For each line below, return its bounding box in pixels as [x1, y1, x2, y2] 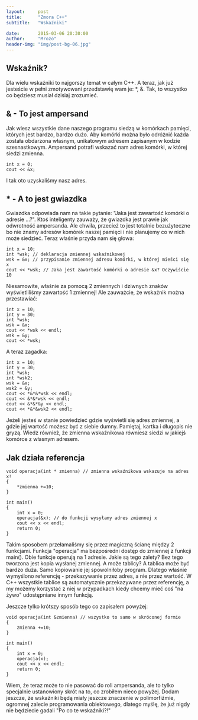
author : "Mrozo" [6, 36, 57, 42]
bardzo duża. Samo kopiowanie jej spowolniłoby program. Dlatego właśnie [6, 567, 187, 574]
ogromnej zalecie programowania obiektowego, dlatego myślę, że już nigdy [6, 700, 190, 708]
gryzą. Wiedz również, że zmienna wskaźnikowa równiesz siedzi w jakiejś [6, 429, 186, 436]
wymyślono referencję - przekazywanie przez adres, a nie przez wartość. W [6, 572, 192, 580]
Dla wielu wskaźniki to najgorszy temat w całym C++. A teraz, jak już [6, 79, 174, 86]
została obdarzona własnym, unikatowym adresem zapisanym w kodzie [6, 137, 180, 144]
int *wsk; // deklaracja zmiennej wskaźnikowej [6, 251, 126, 258]
